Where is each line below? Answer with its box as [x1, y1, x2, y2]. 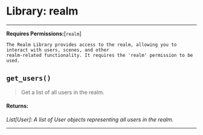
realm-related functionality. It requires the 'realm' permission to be [6, 52, 193, 58]
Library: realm [6, 4, 79, 18]
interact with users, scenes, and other [6, 47, 110, 53]
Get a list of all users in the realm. [21, 88, 105, 96]
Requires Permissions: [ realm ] [6, 30, 82, 37]
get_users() [6, 74, 51, 83]
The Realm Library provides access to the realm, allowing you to [6, 41, 177, 48]
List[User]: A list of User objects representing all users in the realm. [6, 116, 174, 123]
